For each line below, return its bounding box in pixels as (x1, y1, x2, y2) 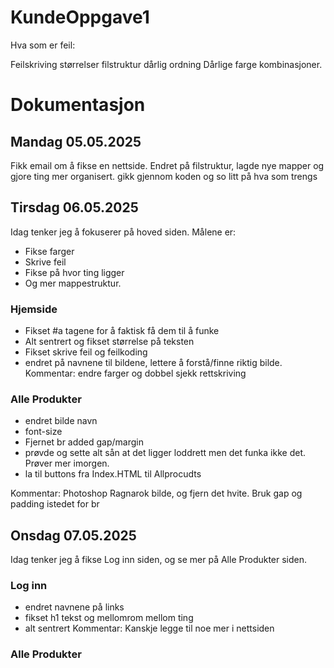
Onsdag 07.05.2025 (10, 527, 137, 544)
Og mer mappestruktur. (24, 277, 122, 289)
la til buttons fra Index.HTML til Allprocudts (24, 468, 202, 480)
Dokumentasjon (10, 94, 146, 116)
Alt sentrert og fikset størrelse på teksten (24, 336, 195, 348)
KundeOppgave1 (10, 6, 150, 29)
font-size (24, 426, 63, 438)
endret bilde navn (24, 415, 98, 427)
